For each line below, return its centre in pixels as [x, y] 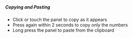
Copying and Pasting [28, 7]
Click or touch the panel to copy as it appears [60, 19]
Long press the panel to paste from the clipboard [63, 30]
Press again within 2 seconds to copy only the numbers [70, 24]
